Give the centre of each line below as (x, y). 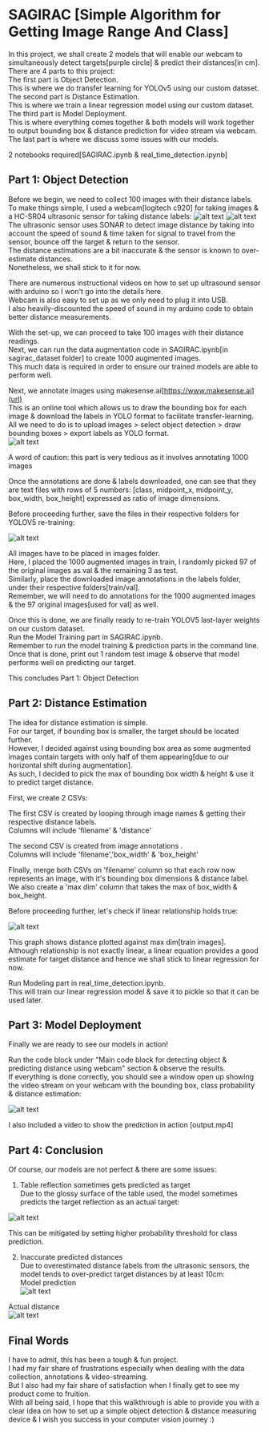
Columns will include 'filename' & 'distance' (80, 830)
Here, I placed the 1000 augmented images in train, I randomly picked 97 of (132, 562)
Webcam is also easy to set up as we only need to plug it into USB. (118, 300)
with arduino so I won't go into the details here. (86, 291)
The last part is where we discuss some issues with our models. (114, 139)
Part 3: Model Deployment (75, 1025)
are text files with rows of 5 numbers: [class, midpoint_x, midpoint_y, (121, 490)
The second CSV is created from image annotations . (96, 845)
